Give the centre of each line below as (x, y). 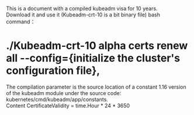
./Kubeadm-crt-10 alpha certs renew (97, 46)
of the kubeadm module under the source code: (64, 93)
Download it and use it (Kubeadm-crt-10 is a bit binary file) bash (83, 15)
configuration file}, (53, 71)
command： (21, 22)
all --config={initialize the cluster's (93, 58)
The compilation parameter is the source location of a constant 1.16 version (96, 87)
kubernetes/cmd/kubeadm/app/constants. (57, 99)
